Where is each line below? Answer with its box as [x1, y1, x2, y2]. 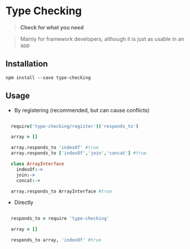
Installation [5, 59, 48, 69]
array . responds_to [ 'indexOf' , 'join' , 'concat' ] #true [11, 150, 147, 156]
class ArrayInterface [11, 161, 65, 167]
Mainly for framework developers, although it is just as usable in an [20, 35, 185, 42]
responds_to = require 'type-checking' [11, 216, 110, 222]
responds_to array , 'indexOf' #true [11, 237, 102, 243]
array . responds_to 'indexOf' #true [11, 144, 99, 151]
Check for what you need [20, 24, 84, 31]
